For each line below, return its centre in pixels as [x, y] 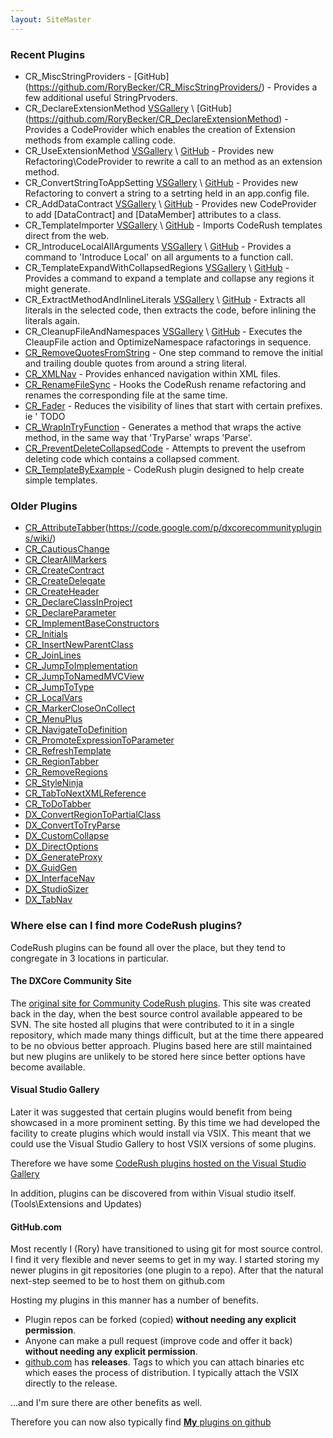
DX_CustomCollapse [67, 836]
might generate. [57, 288]
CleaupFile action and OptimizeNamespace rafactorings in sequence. [168, 342]
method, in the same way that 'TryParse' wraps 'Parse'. [138, 437]
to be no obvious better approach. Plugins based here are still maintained [161, 1045]
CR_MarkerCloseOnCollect [80, 708]
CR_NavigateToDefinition [76, 730]
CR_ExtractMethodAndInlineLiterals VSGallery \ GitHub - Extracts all [165, 299]
